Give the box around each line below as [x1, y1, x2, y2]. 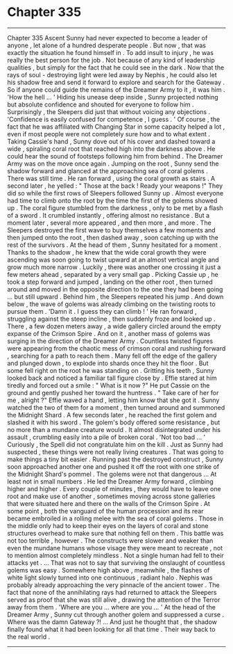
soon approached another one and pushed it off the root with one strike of [7, 462, 220, 470]
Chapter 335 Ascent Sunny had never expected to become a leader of [7, 33, 208, 42]
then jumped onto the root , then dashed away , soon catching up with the [7, 233, 218, 241]
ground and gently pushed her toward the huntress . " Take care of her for [7, 388, 219, 397]
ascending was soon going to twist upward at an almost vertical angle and [7, 255, 220, 264]
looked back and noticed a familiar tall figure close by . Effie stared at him [7, 374, 217, 382]
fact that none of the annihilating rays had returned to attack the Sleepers [7, 588, 217, 596]
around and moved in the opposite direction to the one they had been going [7, 285, 223, 293]
